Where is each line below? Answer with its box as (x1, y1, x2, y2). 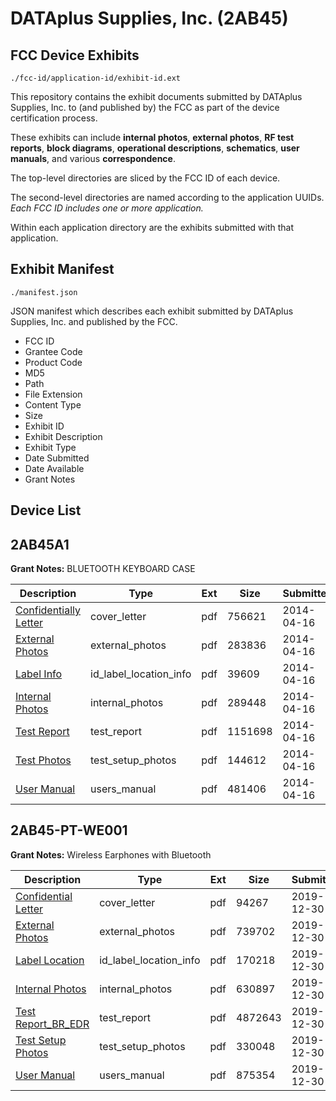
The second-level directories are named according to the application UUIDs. (10, 192, 325, 203)
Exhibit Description (24, 430, 103, 442)
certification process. (10, 112, 98, 124)
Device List (10, 502, 82, 519)
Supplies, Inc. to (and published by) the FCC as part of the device (10, 102, 280, 113)
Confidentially (15, 603, 82, 617)
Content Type (24, 398, 82, 411)
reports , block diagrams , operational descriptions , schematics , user (10, 142, 300, 154)
